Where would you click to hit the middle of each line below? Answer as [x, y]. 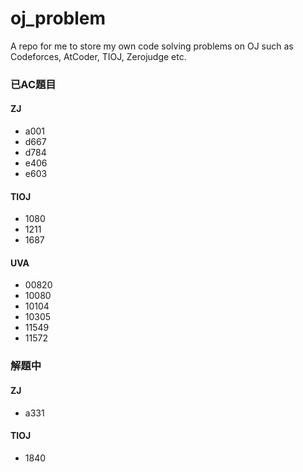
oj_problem [58, 18]
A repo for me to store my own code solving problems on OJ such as [152, 46]
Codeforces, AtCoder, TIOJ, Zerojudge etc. [98, 56]
